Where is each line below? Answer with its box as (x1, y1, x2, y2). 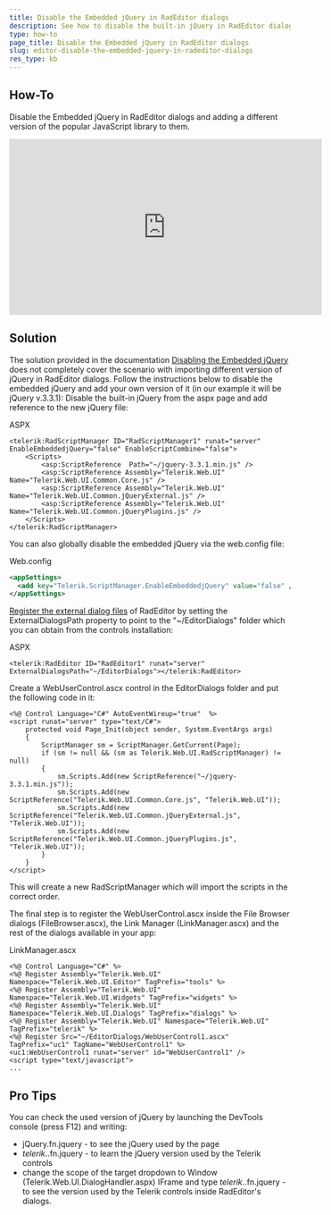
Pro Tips (9, 1088, 57, 1103)
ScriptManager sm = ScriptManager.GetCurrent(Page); (41, 741, 242, 750)
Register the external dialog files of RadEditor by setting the (9, 605, 228, 617)
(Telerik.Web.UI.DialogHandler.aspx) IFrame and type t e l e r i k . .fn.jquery (21, 1177, 281, 1187)
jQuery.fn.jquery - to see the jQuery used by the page (21, 1139, 220, 1150)
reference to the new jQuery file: (9, 401, 129, 412)
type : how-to (9, 30, 58, 38)
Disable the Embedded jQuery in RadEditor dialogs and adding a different (9, 111, 278, 122)
